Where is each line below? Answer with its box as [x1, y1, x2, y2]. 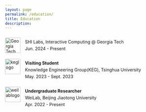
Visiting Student [25, 60, 59, 66]
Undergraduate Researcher [25, 88, 82, 94]
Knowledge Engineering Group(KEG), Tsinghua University [25, 67, 141, 73]
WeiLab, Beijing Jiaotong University [25, 95, 97, 101]
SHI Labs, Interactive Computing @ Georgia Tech [25, 39, 124, 45]
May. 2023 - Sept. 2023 [25, 74, 73, 80]
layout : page [5, 7, 32, 12]
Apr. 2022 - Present [25, 102, 65, 108]
